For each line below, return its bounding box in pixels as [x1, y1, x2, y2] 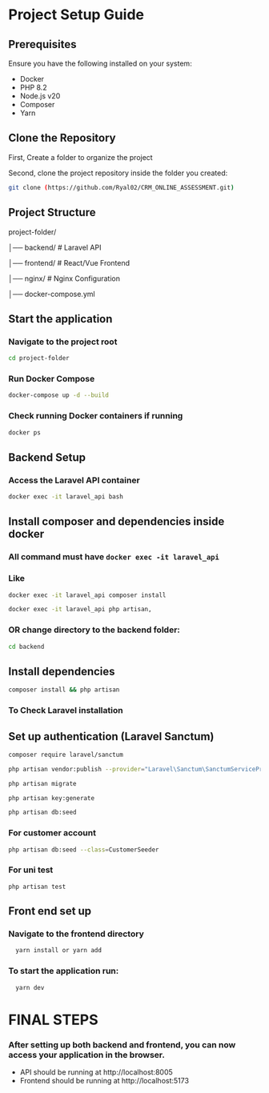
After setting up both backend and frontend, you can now [8, 1039, 236, 1050]
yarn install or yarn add [15, 947, 102, 955]
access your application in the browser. [8, 1049, 166, 1060]
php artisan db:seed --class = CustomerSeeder [8, 846, 159, 854]
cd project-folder [8, 354, 70, 362]
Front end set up [8, 904, 92, 918]
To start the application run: [8, 966, 119, 977]
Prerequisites [8, 38, 77, 51]
